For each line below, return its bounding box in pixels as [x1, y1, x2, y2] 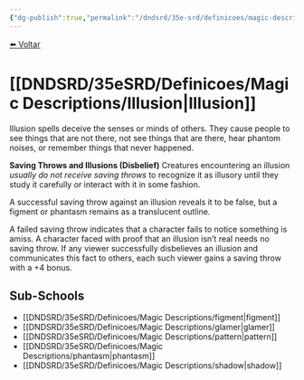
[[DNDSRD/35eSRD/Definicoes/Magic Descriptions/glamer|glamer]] [22, 322, 276, 333]
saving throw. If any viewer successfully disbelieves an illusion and [9, 242, 259, 253]
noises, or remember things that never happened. [9, 142, 195, 153]
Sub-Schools [9, 288, 85, 303]
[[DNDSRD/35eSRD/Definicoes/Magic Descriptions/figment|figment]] [22, 312, 280, 323]
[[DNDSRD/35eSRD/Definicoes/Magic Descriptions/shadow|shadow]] [22, 360, 282, 371]
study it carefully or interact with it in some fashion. [9, 178, 201, 190]
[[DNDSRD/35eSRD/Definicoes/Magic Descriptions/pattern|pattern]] [22, 331, 278, 342]
